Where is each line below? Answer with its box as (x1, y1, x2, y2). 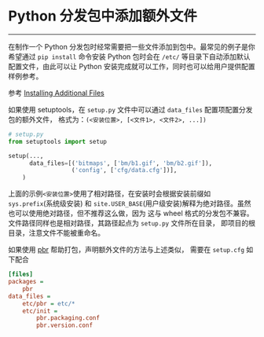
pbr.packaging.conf (36, 314, 101, 322)
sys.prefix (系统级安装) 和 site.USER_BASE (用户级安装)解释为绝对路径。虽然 (8, 199, 251, 208)
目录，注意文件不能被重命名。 (8, 229, 104, 238)
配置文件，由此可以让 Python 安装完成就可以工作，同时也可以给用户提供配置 (8, 61, 255, 71)
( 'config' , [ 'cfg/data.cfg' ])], (71, 167, 178, 174)
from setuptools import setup (8, 137, 108, 145)
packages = (8, 278, 44, 286)
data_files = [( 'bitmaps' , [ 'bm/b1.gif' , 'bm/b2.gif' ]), (28, 159, 213, 167)
